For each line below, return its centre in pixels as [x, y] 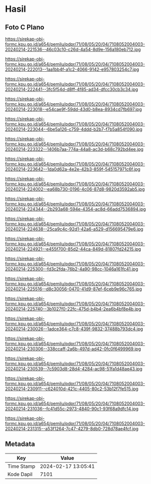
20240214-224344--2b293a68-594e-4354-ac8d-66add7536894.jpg [75, 209]
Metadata [20, 444]
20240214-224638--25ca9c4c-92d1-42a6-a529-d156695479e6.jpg [74, 229]
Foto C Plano [25, 27]
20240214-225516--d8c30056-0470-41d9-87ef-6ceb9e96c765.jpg [74, 289]
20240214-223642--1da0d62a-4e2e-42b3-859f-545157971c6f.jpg [73, 169]
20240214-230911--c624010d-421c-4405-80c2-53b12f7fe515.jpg [72, 389]
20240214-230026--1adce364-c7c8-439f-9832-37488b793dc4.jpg [74, 329]
